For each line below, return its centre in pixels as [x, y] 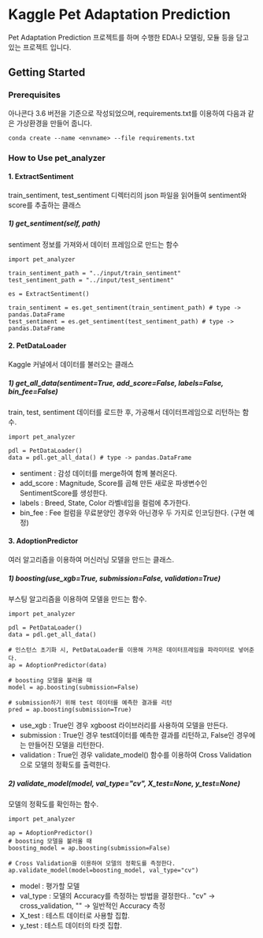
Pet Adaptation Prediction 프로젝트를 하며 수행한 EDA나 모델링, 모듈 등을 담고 [129, 37]
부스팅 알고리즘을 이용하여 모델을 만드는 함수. [78, 599]
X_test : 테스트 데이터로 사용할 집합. [74, 916]
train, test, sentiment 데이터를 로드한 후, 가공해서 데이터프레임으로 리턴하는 [124, 412]
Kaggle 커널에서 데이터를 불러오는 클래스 [71, 364]
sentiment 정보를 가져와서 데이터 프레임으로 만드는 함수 [94, 244]
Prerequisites [34, 95]
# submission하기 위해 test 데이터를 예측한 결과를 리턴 [90, 703]
